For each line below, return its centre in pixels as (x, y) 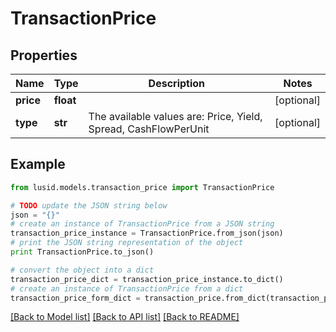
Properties (44, 55)
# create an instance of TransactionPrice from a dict (127, 288)
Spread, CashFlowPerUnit (149, 129)
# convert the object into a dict (82, 270)
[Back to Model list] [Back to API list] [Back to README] (125, 317)
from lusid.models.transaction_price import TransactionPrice (142, 187)
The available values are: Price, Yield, (175, 116)
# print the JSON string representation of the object (127, 243)
